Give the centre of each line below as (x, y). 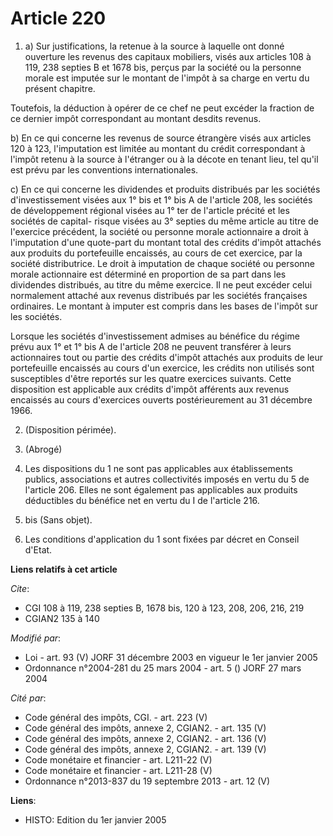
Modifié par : (36, 638)
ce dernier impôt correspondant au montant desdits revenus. (136, 118)
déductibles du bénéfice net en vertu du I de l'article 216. (142, 500)
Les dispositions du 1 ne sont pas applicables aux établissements (158, 468)
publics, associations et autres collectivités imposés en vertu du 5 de (167, 479)
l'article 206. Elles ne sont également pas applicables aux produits (161, 489)
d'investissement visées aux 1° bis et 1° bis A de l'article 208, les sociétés (161, 199)
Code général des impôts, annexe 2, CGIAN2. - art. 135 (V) (145, 728)
